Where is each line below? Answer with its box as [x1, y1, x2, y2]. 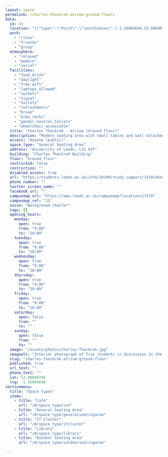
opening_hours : [9, 212, 41, 217]
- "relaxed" [14, 54, 39, 59]
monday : [14, 217, 30, 222]
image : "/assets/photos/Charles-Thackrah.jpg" [9, 347, 108, 352]
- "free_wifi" [14, 82, 43, 87]
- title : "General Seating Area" [14, 407, 84, 413]
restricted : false [9, 161, 48, 166]
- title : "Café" [14, 398, 48, 403]
